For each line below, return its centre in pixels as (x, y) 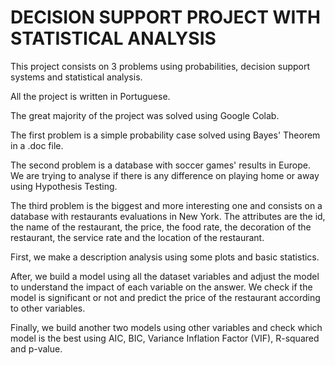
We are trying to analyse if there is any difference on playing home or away (165, 175)
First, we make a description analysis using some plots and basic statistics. (165, 257)
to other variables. (48, 308)
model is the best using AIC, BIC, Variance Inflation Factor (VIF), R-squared (165, 338)
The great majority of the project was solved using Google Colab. (145, 115)
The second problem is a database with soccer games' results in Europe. (160, 165)
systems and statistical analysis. (76, 77)
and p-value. (36, 348)
